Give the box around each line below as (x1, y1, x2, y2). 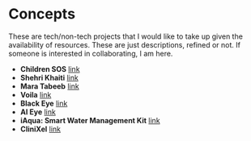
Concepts (8, 5, 75, 23)
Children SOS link (19, 64, 80, 73)
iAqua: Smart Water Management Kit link (19, 115, 160, 125)
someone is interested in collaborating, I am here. (8, 48, 173, 58)
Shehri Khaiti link (19, 73, 79, 82)
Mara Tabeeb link (19, 81, 79, 91)
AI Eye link (19, 106, 57, 117)
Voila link (19, 89, 52, 99)
